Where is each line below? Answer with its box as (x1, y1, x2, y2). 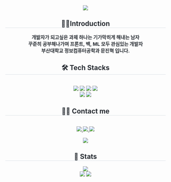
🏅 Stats (74, 152, 97, 161)
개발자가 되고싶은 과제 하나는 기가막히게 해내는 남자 (31, 34, 140, 40)
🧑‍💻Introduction (61, 19, 110, 28)
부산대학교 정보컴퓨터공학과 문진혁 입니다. (41, 47, 130, 54)
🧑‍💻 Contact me (61, 107, 110, 116)
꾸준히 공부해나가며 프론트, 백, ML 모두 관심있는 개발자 (27, 40, 144, 48)
